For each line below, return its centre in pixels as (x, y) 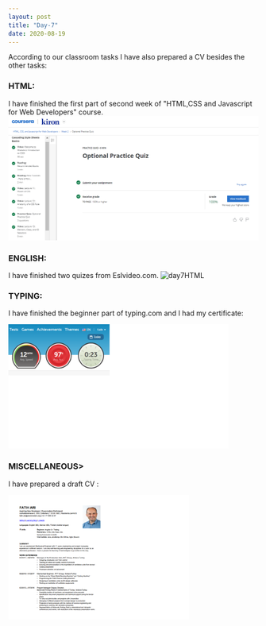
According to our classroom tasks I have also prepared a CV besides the (127, 57)
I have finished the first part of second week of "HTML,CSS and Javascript (130, 103)
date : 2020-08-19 (37, 33)
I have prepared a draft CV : (54, 484)
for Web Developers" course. (56, 112)
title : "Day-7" (33, 25)
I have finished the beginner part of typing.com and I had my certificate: (126, 313)
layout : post (30, 17)
